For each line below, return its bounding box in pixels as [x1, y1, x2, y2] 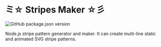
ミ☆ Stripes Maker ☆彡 [5, 4, 105, 15]
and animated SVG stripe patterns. [5, 35, 77, 42]
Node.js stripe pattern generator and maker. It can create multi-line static [5, 30, 156, 36]
